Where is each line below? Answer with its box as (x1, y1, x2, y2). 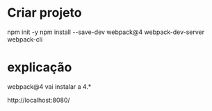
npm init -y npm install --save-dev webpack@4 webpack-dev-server (7, 28, 205, 36)
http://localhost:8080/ (7, 96, 71, 104)
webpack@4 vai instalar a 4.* (7, 82, 92, 91)
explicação (7, 60, 72, 76)
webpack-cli (7, 35, 43, 43)
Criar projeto (7, 5, 82, 21)
